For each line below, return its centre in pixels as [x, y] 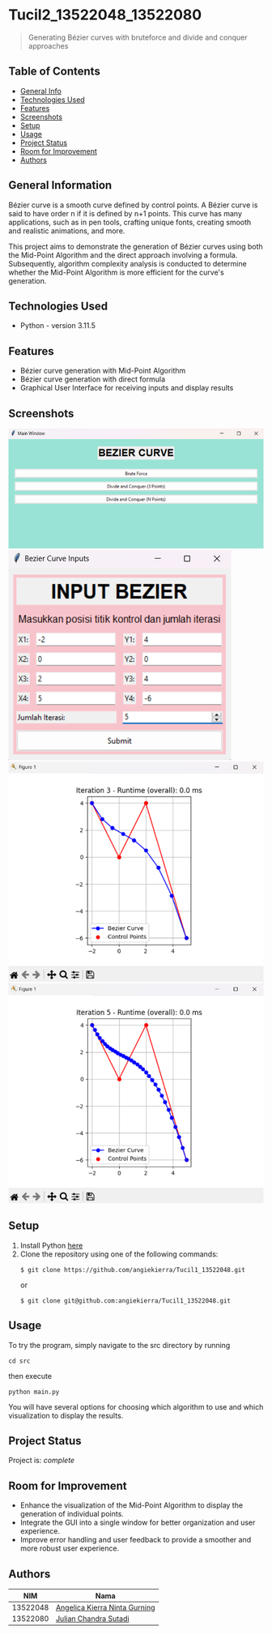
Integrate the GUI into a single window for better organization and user [138, 1523]
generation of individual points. [72, 1514]
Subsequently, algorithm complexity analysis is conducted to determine [127, 263]
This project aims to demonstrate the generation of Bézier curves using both [136, 246]
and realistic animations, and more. [67, 230]
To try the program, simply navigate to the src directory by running [119, 1345]
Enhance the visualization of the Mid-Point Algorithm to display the [132, 1505]
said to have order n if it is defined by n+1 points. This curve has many [125, 213]
